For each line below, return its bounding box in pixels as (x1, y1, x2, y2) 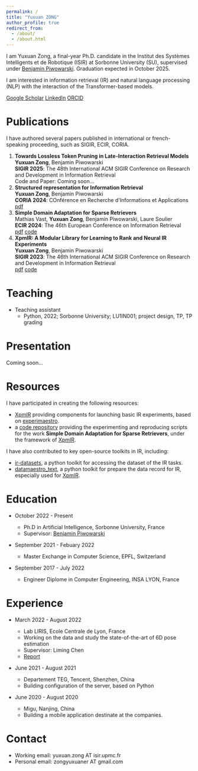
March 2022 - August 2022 (14, 616, 82, 623)
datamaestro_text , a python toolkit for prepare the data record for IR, (14, 465, 181, 472)
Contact (6, 732, 47, 746)
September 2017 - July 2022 (14, 564, 85, 571)
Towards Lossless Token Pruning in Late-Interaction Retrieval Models (14, 152, 189, 159)
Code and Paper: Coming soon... (14, 177, 95, 184)
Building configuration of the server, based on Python (23, 682, 154, 689)
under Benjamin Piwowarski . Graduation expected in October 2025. (6, 65, 170, 72)
